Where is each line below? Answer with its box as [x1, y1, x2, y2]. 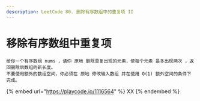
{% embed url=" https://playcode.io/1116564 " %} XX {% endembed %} [6, 88, 180, 95]
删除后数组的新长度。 [10, 64, 56, 70]
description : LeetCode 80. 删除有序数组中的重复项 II [6, 8, 134, 15]
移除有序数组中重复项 [6, 37, 112, 50]
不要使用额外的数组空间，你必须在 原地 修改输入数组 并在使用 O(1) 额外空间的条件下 [6, 70, 192, 77]
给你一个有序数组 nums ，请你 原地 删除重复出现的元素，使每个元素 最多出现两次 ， [6, 58, 190, 64]
